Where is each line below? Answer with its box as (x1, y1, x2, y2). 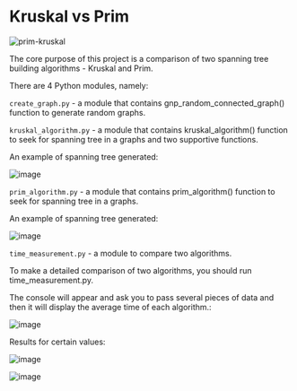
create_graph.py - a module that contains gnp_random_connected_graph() (9, 97, 285, 109)
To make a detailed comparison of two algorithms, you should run (9, 265, 252, 275)
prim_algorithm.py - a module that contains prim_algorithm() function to (9, 186, 275, 196)
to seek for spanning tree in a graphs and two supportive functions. (9, 134, 258, 144)
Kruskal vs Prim (9, 6, 130, 27)
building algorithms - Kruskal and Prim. (9, 63, 154, 74)
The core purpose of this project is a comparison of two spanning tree (9, 53, 269, 64)
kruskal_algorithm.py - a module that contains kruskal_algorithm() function (9, 124, 289, 135)
